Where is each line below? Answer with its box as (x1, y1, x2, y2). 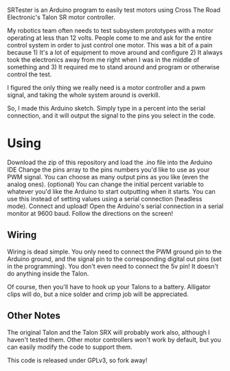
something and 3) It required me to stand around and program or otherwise (7, 63, 220, 71)
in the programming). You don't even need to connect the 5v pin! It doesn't (7, 262, 218, 270)
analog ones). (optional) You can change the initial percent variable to (7, 180, 204, 188)
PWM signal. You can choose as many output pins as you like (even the (7, 172, 209, 181)
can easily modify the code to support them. (7, 343, 133, 351)
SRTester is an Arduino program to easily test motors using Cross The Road (7, 6, 221, 14)
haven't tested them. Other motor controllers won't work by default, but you (7, 335, 221, 344)
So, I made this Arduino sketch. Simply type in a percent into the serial (7, 104, 206, 112)
